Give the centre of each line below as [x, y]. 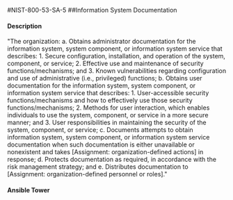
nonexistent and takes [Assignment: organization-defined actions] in [105, 152]
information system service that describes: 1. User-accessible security [108, 93]
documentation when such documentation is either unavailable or [101, 144]
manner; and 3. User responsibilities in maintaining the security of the [107, 123]
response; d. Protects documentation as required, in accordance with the [112, 160]
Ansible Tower [29, 190]
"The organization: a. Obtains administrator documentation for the [102, 42]
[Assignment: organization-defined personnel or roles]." [87, 174]
